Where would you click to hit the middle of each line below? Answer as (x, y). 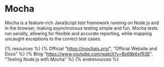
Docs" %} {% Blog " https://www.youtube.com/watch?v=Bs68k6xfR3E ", (79, 54)
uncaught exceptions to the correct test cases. (53, 39)
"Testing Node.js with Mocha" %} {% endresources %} (62, 59)
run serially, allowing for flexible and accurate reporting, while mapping (78, 33)
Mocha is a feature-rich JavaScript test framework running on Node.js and (82, 23)
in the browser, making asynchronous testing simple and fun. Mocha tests (81, 28)
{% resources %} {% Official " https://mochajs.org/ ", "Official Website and (81, 48)
